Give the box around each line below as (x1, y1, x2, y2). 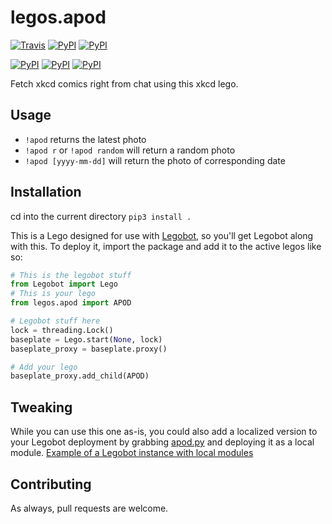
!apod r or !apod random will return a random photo (24, 144, 236, 156)
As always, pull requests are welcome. (10, 502, 169, 514)
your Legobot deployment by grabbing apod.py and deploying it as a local (10, 436, 315, 448)
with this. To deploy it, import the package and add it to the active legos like (10, 240, 322, 252)
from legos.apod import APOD (10, 298, 132, 308)
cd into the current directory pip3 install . (10, 210, 192, 222)
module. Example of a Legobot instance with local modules (10, 447, 254, 459)
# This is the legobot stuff (10, 270, 132, 280)
